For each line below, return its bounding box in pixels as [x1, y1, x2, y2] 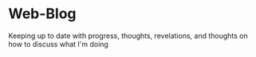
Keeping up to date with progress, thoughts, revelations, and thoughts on [8, 31, 249, 40]
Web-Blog [8, 5, 77, 23]
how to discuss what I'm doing [8, 39, 109, 48]
